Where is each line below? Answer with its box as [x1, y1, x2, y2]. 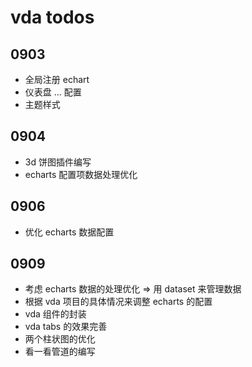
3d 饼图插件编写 [24, 156, 92, 168]
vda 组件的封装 [24, 308, 87, 320]
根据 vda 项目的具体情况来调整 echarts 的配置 [24, 296, 213, 308]
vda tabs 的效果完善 [24, 321, 108, 333]
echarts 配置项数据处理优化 [24, 168, 138, 180]
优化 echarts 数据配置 [24, 226, 115, 238]
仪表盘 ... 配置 [24, 86, 82, 98]
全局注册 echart [24, 74, 90, 85]
